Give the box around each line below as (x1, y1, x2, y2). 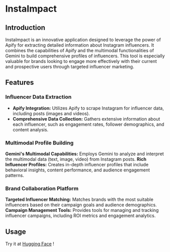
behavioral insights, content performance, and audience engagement (5, 167, 150, 173)
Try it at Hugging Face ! (5, 241, 54, 247)
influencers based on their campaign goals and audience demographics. (5, 202, 157, 208)
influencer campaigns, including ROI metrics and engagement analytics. (5, 212, 156, 219)
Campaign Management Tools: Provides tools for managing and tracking (5, 207, 159, 213)
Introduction (5, 23, 46, 32)
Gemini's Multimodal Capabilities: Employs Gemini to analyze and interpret (5, 151, 164, 157)
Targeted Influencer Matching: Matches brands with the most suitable (5, 196, 154, 203)
